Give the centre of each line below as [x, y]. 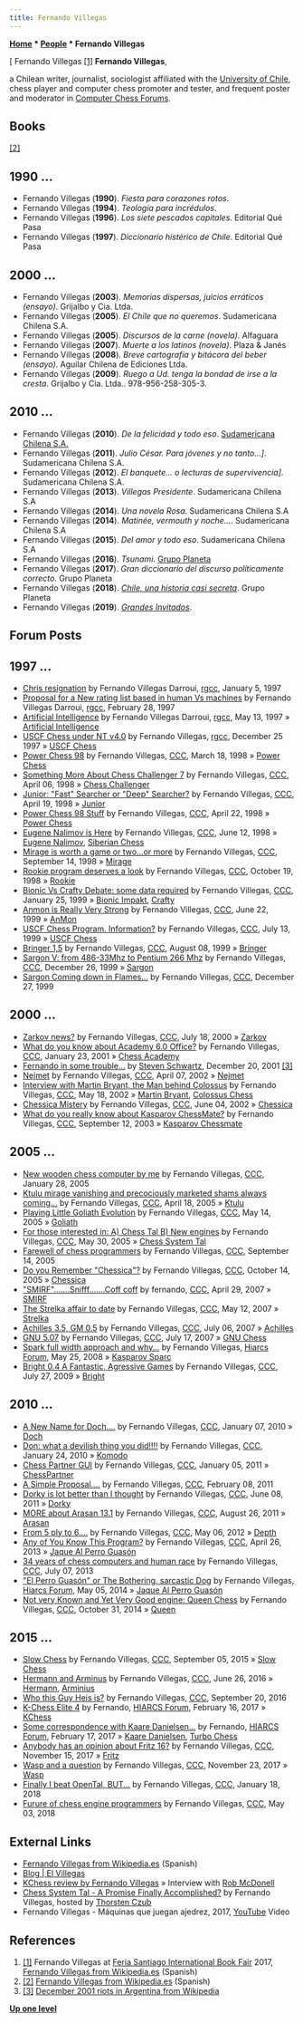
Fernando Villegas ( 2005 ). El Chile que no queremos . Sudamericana [150, 316]
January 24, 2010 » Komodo [75, 1455]
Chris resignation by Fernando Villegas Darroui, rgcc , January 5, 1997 [152, 689]
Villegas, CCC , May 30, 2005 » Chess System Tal [114, 1241]
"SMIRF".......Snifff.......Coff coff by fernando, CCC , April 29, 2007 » [147, 1289]
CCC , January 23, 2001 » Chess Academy [101, 1055]
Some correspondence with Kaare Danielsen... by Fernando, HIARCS [151, 1727]
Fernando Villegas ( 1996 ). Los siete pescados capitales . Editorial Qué [152, 217]
